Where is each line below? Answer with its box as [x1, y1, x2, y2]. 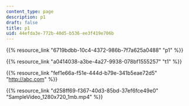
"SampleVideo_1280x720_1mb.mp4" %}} [6, 94, 103, 101]
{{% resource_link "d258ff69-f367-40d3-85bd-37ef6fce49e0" [6, 87, 158, 94]
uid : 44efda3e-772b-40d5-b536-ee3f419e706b [6, 31, 114, 37]
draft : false [6, 19, 38, 25]
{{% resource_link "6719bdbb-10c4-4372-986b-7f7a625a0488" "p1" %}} [6, 47, 184, 54]
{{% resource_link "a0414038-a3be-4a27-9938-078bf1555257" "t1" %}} [6, 58, 182, 65]
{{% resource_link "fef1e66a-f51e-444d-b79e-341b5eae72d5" [6, 69, 157, 77]
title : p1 [6, 25, 31, 31]
